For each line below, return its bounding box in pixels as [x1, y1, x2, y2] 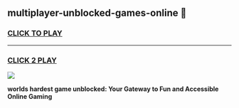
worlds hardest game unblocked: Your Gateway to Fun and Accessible [7, 85, 219, 93]
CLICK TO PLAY [7, 28, 63, 38]
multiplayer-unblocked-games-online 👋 [7, 7, 187, 19]
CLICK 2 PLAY [7, 55, 57, 65]
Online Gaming [7, 92, 53, 100]
